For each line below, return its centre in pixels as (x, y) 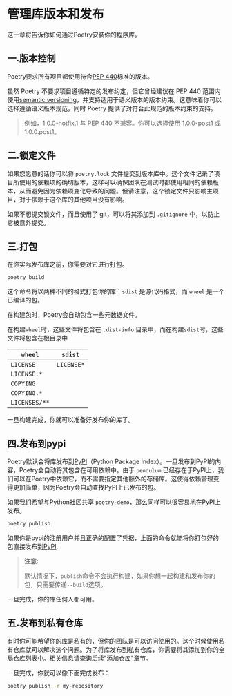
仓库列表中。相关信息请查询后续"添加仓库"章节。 (83, 658)
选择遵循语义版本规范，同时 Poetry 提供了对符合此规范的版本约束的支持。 (112, 108)
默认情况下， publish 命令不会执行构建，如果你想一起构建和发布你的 (119, 576)
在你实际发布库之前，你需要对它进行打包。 (68, 264)
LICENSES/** (30, 403)
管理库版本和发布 (56, 14)
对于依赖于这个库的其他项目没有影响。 (74, 199)
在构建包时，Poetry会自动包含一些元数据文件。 (74, 315)
